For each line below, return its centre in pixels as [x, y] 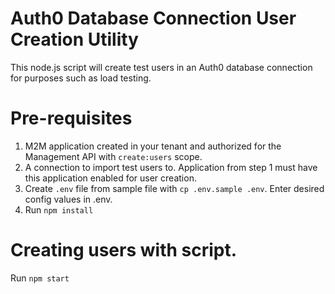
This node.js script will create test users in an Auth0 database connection [161, 67]
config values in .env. [68, 199]
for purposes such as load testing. [81, 78]
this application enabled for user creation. [110, 178]
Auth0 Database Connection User [153, 18]
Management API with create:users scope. [113, 156]
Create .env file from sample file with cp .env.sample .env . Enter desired [174, 188]
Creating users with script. [124, 250]
